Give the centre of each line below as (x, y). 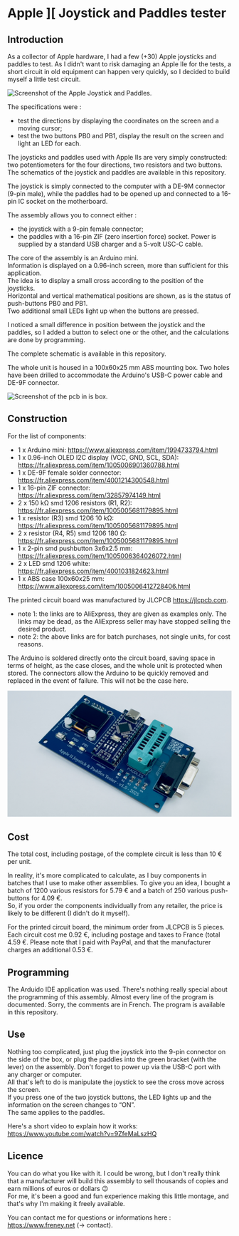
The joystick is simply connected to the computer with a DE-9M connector (116, 186)
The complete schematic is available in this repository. (87, 354)
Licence (26, 1156)
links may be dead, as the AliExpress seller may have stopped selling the (124, 621)
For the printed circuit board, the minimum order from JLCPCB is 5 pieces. (116, 927)
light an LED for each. (49, 143)
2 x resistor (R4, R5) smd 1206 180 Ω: (72, 533)
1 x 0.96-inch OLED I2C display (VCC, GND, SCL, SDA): (98, 457)
